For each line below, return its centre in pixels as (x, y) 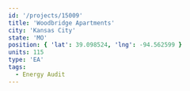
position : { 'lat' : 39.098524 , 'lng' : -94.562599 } (95, 45)
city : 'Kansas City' (42, 30)
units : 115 (26, 52)
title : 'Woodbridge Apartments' (61, 23)
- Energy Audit (40, 74)
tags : (17, 67)
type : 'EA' (26, 60)
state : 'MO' (28, 38)
